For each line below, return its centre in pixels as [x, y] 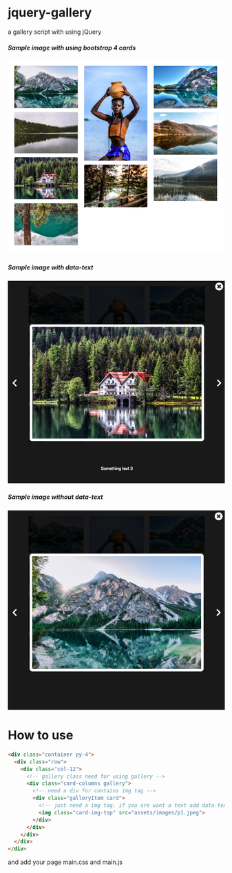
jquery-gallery [50, 13]
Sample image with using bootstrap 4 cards [72, 48]
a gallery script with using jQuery [55, 32]
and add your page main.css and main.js [65, 862]
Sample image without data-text [55, 497]
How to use [41, 736]
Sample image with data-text [51, 267]
